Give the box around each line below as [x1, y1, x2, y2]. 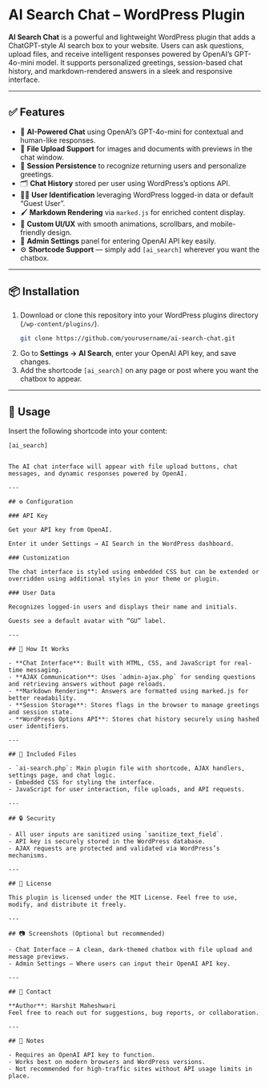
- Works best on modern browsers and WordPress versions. [8, 1058, 206, 1066]
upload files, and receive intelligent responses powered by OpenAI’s [8, 49, 233, 59]
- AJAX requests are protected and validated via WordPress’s [8, 844, 220, 853]
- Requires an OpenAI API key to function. [8, 1051, 156, 1059]
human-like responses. [19, 135, 96, 145]
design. [47, 227, 72, 237]
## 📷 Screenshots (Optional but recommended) [8, 930, 166, 938]
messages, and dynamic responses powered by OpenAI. [8, 470, 188, 478]
